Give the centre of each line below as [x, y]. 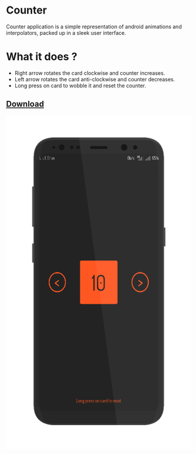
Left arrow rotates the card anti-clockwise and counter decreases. [95, 79]
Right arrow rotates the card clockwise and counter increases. [90, 73]
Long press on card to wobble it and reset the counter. [80, 85]
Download [25, 104]
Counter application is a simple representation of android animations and [94, 27]
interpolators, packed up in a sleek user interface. [66, 32]
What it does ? [42, 57]
